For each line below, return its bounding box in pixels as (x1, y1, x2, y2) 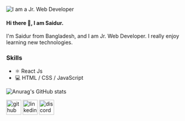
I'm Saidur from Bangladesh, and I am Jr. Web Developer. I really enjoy (6, 33, 180, 40)
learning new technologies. (6, 39, 73, 46)
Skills (6, 54, 23, 62)
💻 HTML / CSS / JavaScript (14, 74, 84, 81)
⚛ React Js (14, 67, 43, 75)
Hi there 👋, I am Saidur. (6, 19, 64, 26)
